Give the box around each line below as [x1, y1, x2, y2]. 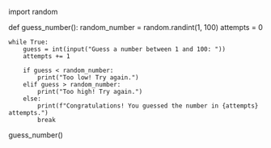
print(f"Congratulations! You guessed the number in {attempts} [37, 102, 259, 110]
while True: [8, 38, 49, 46]
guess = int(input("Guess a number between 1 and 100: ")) [23, 45, 227, 53]
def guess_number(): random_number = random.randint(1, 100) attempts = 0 [8, 23, 263, 32]
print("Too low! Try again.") [37, 74, 139, 82]
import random [8, 7, 58, 16]
